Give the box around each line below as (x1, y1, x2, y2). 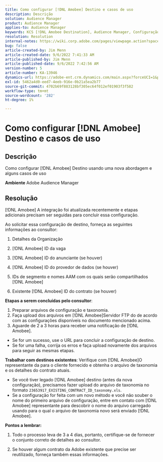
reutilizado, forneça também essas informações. (12, 451, 109, 457)
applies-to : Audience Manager (5, 25, 66, 30)
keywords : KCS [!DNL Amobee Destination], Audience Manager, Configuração (5, 30, 160, 35)
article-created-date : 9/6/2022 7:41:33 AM (5, 52, 95, 57)
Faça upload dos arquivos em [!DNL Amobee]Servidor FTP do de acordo (12, 312, 158, 318)
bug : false (5, 43, 27, 48)
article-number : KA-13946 (5, 71, 57, 75)
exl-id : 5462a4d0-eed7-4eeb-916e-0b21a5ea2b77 (5, 79, 101, 84)
